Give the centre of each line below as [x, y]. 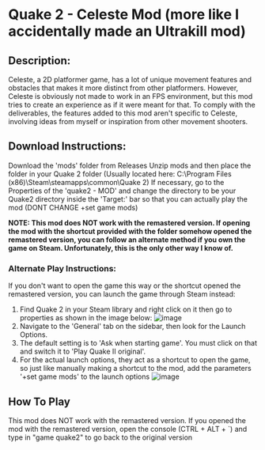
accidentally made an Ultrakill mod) [127, 31]
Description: [40, 61]
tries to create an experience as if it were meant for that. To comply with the [132, 105]
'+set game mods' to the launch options [85, 376]
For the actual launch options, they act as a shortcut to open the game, [135, 360]
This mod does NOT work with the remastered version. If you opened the [127, 420]
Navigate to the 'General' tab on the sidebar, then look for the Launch [132, 327]
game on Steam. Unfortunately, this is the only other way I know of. [121, 248]
